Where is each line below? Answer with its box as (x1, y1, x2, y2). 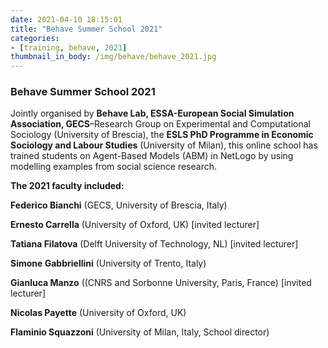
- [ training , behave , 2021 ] (10, 42, 128, 53)
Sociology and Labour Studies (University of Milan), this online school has (10, 139, 318, 151)
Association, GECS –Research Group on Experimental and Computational (10, 118, 311, 130)
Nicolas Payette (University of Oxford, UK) (10, 307, 187, 319)
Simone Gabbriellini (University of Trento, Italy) (10, 257, 207, 270)
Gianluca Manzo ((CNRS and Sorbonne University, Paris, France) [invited (10, 277, 312, 289)
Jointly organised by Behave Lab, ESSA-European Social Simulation (10, 107, 295, 120)
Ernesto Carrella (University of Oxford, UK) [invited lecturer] (10, 219, 260, 231)
